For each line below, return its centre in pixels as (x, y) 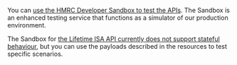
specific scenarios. (35, 54)
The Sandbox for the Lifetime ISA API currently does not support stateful (114, 39)
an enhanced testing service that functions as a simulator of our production (118, 18)
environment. (27, 25)
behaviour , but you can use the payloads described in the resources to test (117, 46)
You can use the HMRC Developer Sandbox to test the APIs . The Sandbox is (118, 10)
